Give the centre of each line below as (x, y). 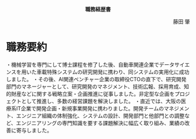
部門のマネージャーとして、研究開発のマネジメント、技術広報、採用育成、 (95, 86)
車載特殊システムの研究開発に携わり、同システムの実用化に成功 (113, 72)
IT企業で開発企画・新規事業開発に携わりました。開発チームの (90, 108)
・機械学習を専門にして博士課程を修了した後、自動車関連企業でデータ (90, 64)
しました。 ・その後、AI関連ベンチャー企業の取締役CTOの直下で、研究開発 (96, 79)
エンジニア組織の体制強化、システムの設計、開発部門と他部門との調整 (100, 116)
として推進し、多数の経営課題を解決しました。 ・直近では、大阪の (101, 101)
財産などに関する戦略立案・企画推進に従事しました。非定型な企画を (93, 93)
